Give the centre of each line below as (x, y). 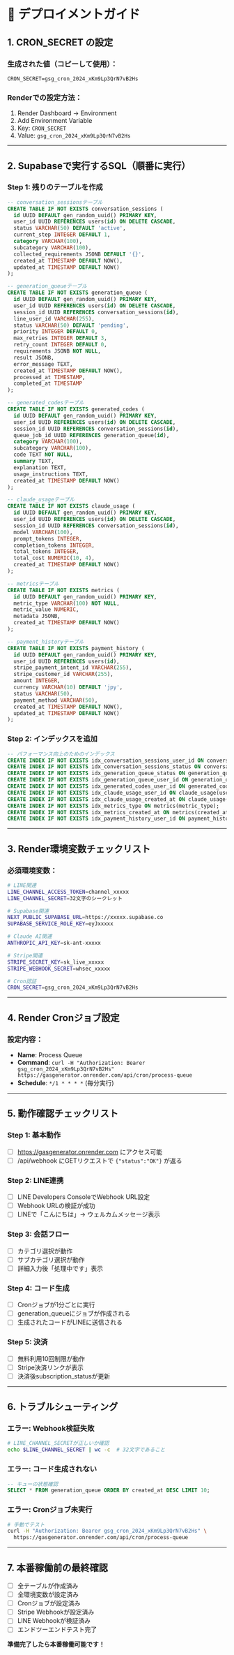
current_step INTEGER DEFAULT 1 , (62, 235)
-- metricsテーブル (33, 584)
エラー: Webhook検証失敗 (51, 1429)
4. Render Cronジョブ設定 (63, 1018)
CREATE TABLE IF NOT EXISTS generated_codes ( (76, 409)
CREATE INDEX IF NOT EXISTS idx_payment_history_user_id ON (96, 819)
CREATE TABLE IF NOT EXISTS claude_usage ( (71, 506)
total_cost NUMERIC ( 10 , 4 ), (54, 558)
